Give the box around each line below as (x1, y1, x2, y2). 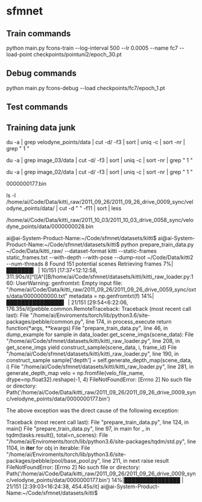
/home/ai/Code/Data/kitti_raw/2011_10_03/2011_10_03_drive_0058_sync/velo (6, 217, 194, 224)
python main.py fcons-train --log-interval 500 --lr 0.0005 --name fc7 (6, 44, 178, 51)
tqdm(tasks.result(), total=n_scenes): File (6, 431, 109, 439)
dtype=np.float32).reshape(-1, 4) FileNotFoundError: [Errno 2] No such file (6, 376, 192, 383)
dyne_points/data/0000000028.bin (6, 223, 94, 230)
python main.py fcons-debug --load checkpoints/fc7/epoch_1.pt (6, 84, 165, 91)
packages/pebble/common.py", (6, 318, 84, 325)
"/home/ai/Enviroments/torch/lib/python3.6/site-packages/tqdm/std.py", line (6, 438, 197, 445)
